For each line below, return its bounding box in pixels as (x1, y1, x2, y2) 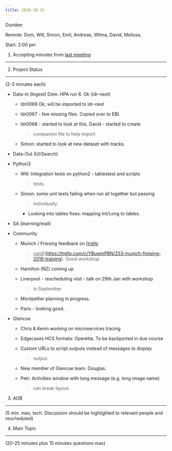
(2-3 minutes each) (5, 81, 46, 87)
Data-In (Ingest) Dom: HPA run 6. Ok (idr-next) (12, 91, 111, 97)
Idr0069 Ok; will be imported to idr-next (20, 101, 104, 107)
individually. (33, 200, 59, 206)
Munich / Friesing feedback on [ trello (20, 240, 99, 247)
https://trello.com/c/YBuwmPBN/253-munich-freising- (46, 250, 161, 256)
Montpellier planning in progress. (20, 295, 91, 302)
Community (12, 230, 37, 236)
